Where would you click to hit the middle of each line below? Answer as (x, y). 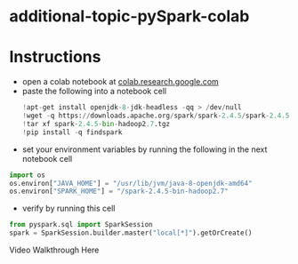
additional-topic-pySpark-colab (129, 16)
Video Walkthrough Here (54, 250)
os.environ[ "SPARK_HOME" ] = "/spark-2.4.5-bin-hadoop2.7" (119, 192)
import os (28, 175)
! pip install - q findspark (72, 132)
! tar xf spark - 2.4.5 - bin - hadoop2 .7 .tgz (96, 124)
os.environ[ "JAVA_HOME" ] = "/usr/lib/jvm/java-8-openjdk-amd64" (131, 183)
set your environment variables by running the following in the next (145, 149)
